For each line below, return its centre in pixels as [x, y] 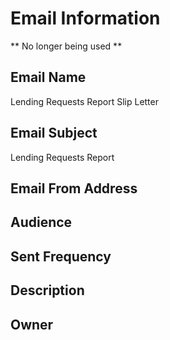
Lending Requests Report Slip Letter [84, 101]
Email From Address [74, 188]
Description [47, 290]
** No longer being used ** [66, 46]
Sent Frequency [61, 256]
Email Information [85, 18]
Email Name [48, 77]
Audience [41, 222]
